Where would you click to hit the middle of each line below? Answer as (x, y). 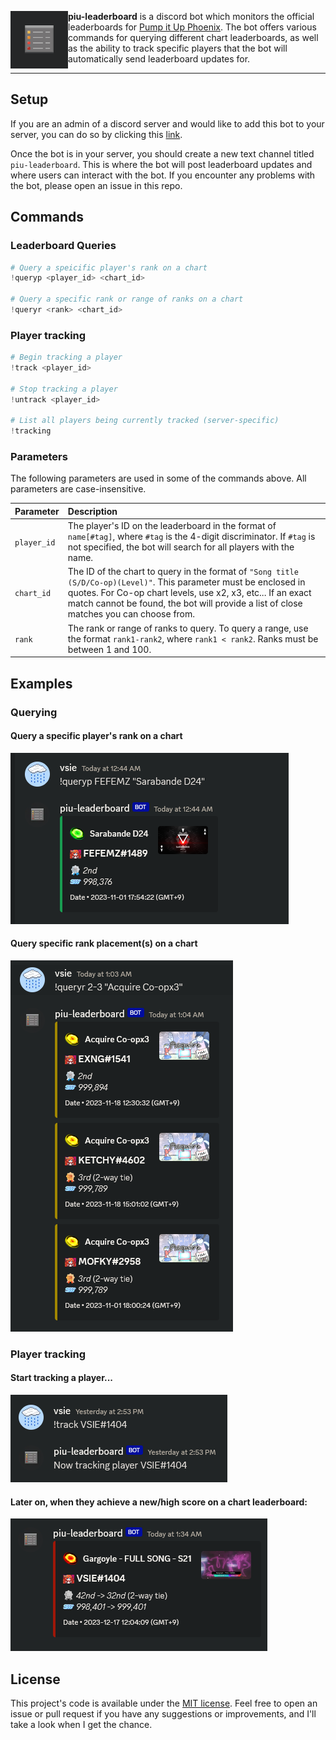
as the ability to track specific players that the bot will (178, 48)
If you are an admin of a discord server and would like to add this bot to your (167, 123)
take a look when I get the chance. (81, 1725)
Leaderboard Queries (63, 246)
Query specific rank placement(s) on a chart (104, 943)
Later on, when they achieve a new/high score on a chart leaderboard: (159, 1502)
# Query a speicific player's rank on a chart (109, 267)
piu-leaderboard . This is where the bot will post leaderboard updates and (161, 164)
